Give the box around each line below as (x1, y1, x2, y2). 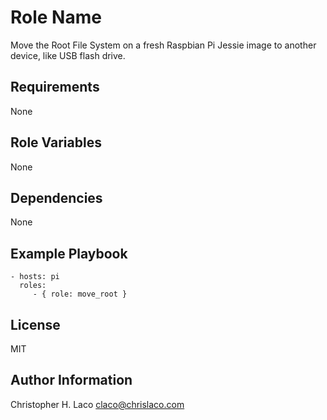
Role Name (10, 6, 102, 29)
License (10, 316, 61, 333)
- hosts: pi (10, 272, 60, 282)
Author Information (10, 372, 133, 389)
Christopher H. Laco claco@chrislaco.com (10, 398, 185, 410)
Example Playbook (10, 245, 128, 262)
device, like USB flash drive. (10, 49, 126, 61)
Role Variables (10, 134, 102, 151)
